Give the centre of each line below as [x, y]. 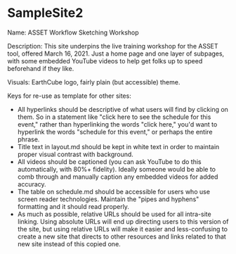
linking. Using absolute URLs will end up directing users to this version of [123, 221]
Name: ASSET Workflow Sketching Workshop [73, 32]
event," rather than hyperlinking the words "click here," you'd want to [117, 124]
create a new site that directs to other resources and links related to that [122, 236]
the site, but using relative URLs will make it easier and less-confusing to [123, 229]
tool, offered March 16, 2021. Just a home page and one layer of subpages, [116, 53]
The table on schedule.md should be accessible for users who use [114, 191]
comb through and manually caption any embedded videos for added [118, 177]
